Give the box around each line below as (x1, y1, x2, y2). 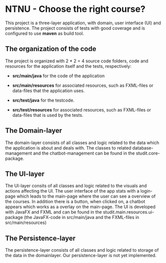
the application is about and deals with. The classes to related (5, 145, 131, 151)
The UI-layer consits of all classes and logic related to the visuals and (5, 183, 147, 189)
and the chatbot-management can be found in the (33, 150, 135, 156)
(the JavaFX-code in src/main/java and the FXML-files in (24, 214, 140, 220)
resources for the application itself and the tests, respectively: (5, 63, 132, 69)
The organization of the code (5, 45, 97, 53)
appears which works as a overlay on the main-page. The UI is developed (5, 204, 156, 210)
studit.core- (136, 150, 160, 156)
